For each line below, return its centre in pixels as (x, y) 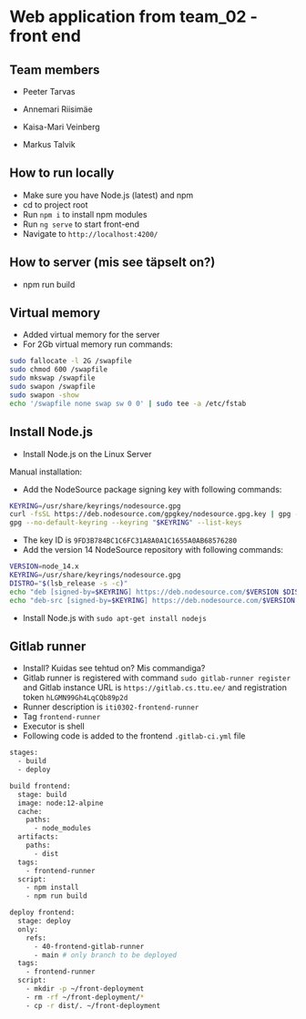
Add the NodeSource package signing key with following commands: (152, 489)
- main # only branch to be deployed (105, 955)
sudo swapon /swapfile (52, 387)
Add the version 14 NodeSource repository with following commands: (153, 550)
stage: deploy (44, 922)
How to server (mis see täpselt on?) (112, 263)
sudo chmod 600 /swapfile (58, 370)
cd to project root (55, 204)
